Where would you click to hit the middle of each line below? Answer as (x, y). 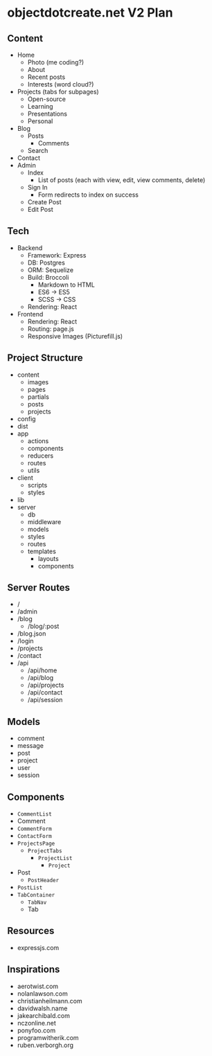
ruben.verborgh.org (45, 1045)
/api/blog (41, 678)
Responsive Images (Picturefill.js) (75, 336)
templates (42, 551)
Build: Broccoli (48, 277)
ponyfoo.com (36, 1030)
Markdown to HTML (66, 285)
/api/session (45, 700)
